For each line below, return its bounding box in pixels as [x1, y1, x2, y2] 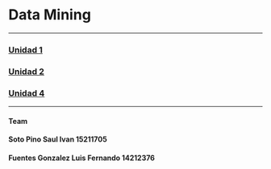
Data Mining [8, 6, 91, 24]
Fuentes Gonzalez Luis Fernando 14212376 [8, 153, 156, 163]
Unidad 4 [8, 87, 45, 98]
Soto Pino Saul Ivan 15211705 [8, 134, 107, 144]
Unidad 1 [8, 44, 43, 56]
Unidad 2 [8, 66, 44, 77]
